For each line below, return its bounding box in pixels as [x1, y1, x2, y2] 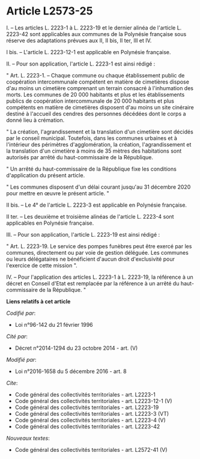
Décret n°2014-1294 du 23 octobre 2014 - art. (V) [14, 344, 138, 351]
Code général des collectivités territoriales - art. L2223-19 [14, 404, 159, 411]
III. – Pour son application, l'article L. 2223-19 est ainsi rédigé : [6, 231, 160, 238]
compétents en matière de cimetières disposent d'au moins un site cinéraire [6, 103, 194, 111]
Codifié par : [6, 309, 36, 317]
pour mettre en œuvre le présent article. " [6, 189, 109, 196]
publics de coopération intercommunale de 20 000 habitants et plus [6, 97, 174, 105]
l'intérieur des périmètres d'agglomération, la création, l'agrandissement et [6, 141, 192, 148]
